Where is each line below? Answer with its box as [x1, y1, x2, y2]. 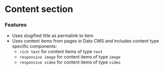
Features [5, 21, 27, 28]
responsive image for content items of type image [19, 54, 121, 60]
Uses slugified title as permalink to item [12, 32, 94, 38]
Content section [5, 3, 73, 15]
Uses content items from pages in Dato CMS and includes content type [12, 38, 159, 44]
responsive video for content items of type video [19, 59, 121, 65]
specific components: [12, 43, 57, 49]
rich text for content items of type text [19, 48, 103, 54]
